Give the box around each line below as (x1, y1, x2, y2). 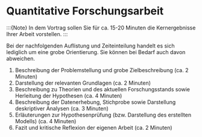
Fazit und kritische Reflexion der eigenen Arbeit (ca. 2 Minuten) (14, 124, 173, 131)
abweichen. (6, 55, 35, 62)
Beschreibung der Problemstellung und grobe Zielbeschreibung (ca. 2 (14, 66, 189, 73)
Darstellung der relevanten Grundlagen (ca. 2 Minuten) (14, 79, 151, 87)
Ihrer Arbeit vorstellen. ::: (6, 30, 68, 37)
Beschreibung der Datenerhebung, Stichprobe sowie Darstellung (14, 98, 176, 106)
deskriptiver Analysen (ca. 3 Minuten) (14, 105, 109, 112)
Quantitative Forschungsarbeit (6, 4, 164, 18)
